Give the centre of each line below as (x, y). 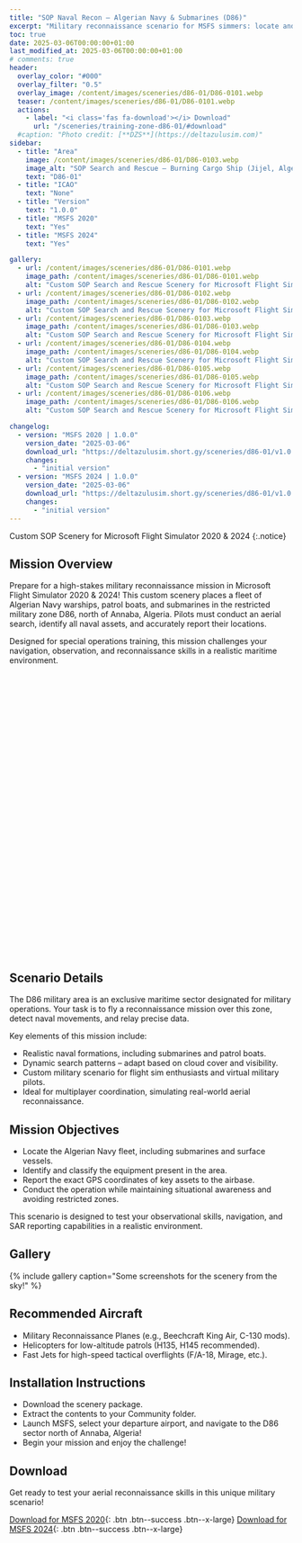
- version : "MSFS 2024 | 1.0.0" (78, 477)
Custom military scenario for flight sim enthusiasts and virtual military (151, 1072)
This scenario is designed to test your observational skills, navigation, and (146, 1216)
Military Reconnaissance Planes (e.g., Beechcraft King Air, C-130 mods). (156, 1335)
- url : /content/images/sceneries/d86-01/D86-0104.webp (124, 344)
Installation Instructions (78, 1382)
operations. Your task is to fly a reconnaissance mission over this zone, (141, 1009)
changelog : (30, 426)
